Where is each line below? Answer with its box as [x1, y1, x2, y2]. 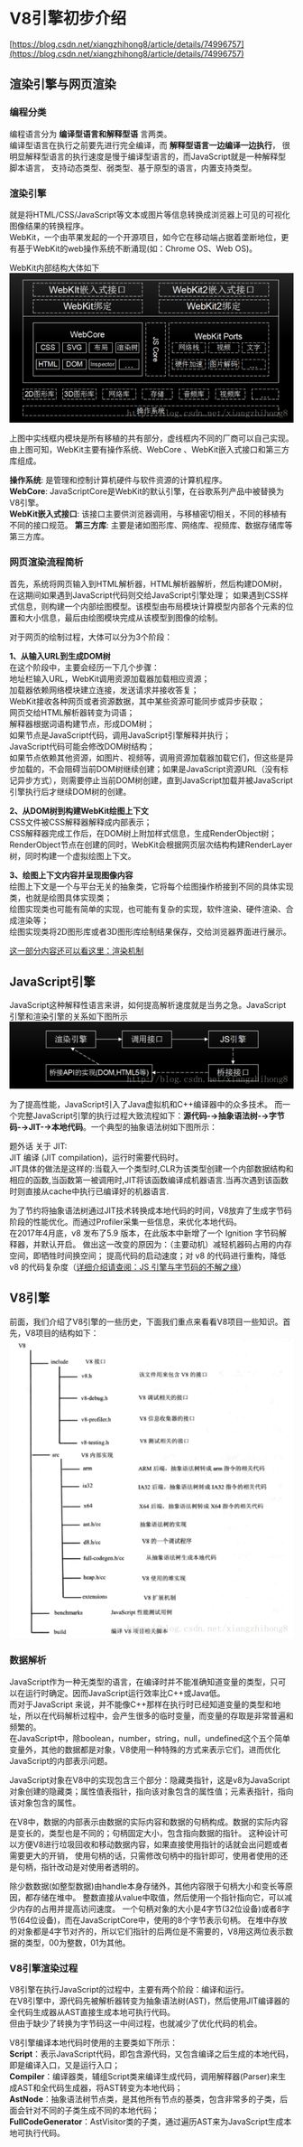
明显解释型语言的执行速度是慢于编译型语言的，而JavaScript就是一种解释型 [9, 151, 287, 162]
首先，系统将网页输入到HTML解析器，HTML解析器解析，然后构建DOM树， [9, 578, 287, 589]
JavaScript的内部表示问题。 [9, 1755, 113, 1766]
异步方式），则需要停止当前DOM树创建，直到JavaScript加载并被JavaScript [16, 774, 293, 786]
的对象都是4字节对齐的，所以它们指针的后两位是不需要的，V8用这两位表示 [9, 1926, 286, 1937]
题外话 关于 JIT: [9, 1140, 68, 1152]
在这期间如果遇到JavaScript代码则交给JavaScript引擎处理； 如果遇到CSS [9, 589, 281, 601]
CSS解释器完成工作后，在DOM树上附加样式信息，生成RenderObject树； [9, 827, 278, 838]
